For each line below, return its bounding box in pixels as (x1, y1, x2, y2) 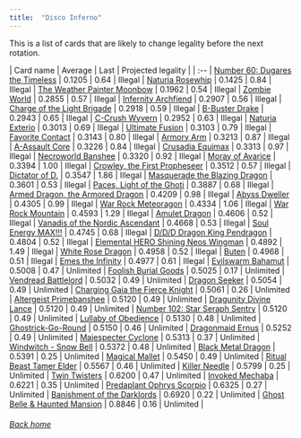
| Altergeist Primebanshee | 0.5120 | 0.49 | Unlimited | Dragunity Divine (9, 293, 271, 304)
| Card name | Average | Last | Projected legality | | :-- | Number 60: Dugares (9, 65, 292, 75)
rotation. (9, 47, 40, 58)
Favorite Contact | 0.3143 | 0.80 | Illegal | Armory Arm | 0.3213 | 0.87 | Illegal (9, 131, 290, 142)
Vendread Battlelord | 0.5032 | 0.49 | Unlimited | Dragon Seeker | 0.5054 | (9, 275, 282, 285)
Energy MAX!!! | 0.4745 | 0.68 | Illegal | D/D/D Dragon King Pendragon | (9, 226, 272, 238)
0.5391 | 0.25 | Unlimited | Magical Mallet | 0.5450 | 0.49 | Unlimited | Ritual (9, 351, 287, 362)
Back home (9, 419, 52, 430)
